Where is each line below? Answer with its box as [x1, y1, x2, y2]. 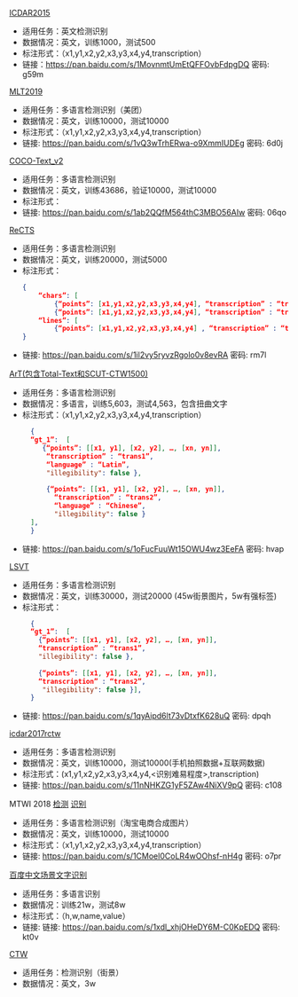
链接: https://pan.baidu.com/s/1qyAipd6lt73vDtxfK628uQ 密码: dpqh [21, 710, 271, 721]
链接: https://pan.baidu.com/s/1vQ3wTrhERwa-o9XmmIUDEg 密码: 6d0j [21, 137, 284, 148]
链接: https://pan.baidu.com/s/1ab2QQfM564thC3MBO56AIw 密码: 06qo [21, 208, 286, 217]
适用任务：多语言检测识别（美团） [21, 105, 147, 114]
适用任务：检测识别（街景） [21, 967, 124, 978]
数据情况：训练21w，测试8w [21, 899, 126, 910]
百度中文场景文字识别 [9, 869, 87, 881]
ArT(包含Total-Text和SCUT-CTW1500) [9, 368, 149, 380]
